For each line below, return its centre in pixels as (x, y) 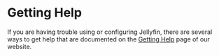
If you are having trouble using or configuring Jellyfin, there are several (110, 32)
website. (20, 46)
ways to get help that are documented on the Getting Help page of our (108, 39)
